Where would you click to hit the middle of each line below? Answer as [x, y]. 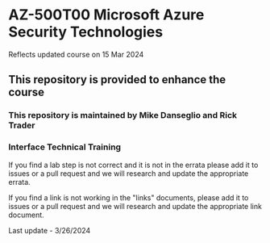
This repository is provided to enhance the [117, 80]
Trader [22, 125]
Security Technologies [86, 32]
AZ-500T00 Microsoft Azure [106, 15]
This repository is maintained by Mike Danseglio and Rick [123, 115]
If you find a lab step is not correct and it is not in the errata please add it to [133, 165]
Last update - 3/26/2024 [50, 230]
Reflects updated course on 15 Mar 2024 [76, 54]
